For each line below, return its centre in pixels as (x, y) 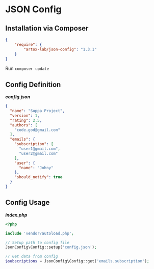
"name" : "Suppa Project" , (37, 111)
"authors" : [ (24, 125)
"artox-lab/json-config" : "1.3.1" (60, 49)
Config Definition (33, 84)
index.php (16, 214)
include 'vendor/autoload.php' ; (40, 233)
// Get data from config (32, 257)
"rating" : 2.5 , (26, 120)
